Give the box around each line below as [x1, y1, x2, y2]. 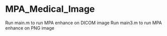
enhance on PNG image [5, 25, 54, 31]
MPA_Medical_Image [5, 3, 95, 15]
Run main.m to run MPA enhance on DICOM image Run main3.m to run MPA [5, 20, 162, 26]
